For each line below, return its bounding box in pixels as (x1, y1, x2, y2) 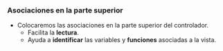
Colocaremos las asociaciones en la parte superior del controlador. (17, 21, 209, 30)
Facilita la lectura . (27, 28, 80, 37)
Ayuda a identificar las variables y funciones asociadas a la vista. (27, 36, 217, 44)
